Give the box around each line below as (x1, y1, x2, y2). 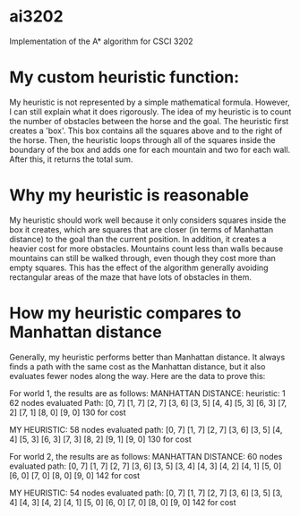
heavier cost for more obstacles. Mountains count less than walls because (9, 243, 284, 254)
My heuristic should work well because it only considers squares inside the (9, 215, 287, 225)
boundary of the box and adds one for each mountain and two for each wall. (9, 144, 291, 155)
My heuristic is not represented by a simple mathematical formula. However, (9, 97, 290, 107)
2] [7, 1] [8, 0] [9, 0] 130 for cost (9, 407, 126, 418)
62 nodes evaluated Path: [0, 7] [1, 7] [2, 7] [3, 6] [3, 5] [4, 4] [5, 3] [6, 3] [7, (9, 397, 287, 408)
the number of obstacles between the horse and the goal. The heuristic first (9, 115, 289, 126)
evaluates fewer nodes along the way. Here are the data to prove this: (9, 370, 266, 381)
